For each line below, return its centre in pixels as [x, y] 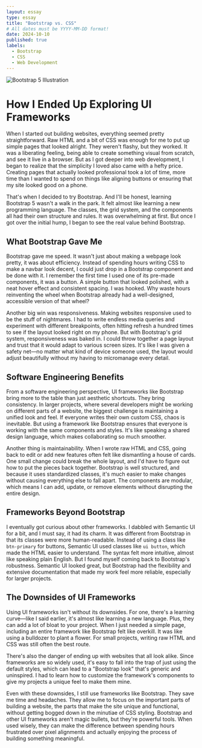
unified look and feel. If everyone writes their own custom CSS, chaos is [96, 418]
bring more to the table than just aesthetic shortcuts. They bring [86, 398]
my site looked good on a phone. [47, 185]
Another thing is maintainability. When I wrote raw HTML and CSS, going [96, 448]
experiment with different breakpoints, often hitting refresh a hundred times [100, 326]
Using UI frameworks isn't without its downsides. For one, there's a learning [100, 612]
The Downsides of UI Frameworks [71, 598]
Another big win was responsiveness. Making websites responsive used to [99, 313]
